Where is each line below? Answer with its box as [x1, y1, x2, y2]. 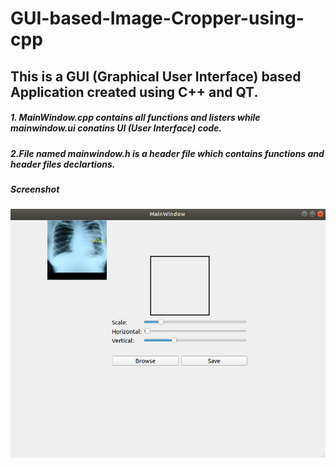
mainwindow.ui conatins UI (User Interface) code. [10, 122, 223, 134]
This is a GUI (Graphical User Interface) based [10, 68, 302, 85]
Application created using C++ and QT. [10, 83, 259, 101]
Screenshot [10, 183, 60, 195]
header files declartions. [10, 158, 116, 170]
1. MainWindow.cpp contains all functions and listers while [10, 112, 261, 124]
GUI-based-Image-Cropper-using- [10, 7, 305, 30]
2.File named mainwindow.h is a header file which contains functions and [10, 147, 325, 159]
